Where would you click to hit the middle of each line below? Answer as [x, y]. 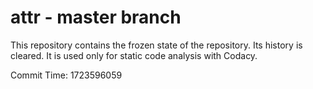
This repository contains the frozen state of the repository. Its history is [156, 45]
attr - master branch [96, 17]
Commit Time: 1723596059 [66, 75]
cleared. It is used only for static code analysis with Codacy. [134, 55]
